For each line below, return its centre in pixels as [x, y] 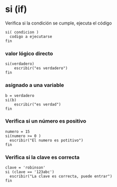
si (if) [16, 9]
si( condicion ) [22, 32]
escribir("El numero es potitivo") [47, 140]
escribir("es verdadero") [41, 68]
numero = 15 [17, 131]
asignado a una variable [35, 85]
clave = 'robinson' [25, 168]
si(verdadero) [20, 64]
